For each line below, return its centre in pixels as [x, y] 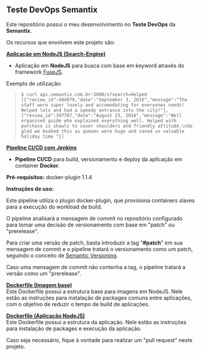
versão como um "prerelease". [44, 273]
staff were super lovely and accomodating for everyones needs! [103, 105]
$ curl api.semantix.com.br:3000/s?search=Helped [84, 94]
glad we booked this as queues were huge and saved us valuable [103, 131]
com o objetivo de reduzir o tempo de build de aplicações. [78, 304]
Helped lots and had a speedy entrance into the [83, 110]
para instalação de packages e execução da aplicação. [74, 328]
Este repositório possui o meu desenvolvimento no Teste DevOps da [91, 24]
